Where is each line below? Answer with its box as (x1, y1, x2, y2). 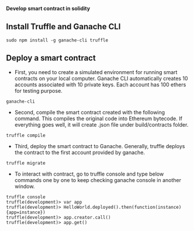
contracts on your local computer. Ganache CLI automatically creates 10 (14, 75, 188, 82)
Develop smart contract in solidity (6, 5, 91, 12)
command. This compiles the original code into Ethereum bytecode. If (14, 115, 183, 122)
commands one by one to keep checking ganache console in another (14, 176, 181, 183)
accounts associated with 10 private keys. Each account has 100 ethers (14, 81, 186, 88)
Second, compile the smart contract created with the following (14, 108, 165, 116)
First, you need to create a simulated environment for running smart (14, 68, 178, 75)
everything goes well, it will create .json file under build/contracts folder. (14, 121, 189, 128)
